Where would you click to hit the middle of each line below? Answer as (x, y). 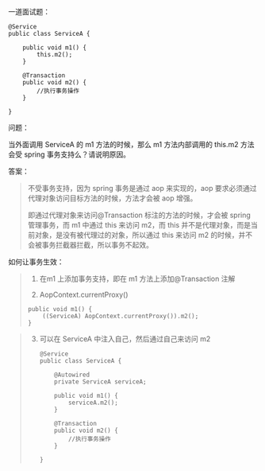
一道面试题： (29, 12)
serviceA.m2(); (93, 403)
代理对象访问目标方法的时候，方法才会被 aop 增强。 (112, 198)
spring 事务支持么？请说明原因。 (77, 154)
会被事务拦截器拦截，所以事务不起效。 (90, 245)
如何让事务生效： (36, 262)
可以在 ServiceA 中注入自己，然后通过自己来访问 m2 (125, 339)
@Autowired (72, 375)
